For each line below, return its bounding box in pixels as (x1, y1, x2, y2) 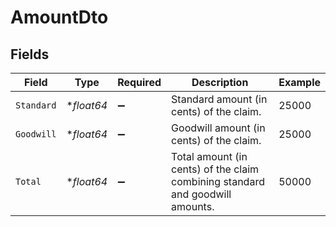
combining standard (171, 175, 265, 188)
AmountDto (10, 6, 109, 29)
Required (117, 76, 162, 89)
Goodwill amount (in (171, 121, 266, 135)
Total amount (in (171, 150, 248, 163)
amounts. (171, 200, 215, 213)
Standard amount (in (171, 92, 268, 106)
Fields (10, 46, 50, 63)
